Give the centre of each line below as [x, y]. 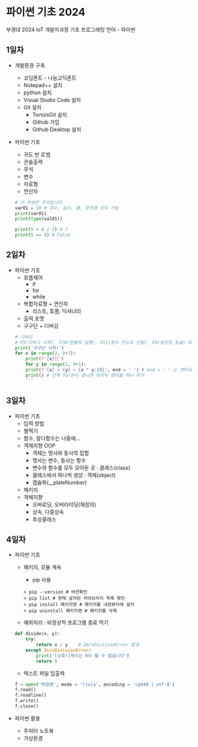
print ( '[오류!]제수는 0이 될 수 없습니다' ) [83, 656]
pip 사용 [42, 580]
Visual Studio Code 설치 [52, 100]
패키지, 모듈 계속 [42, 567]
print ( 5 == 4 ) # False [42, 235]
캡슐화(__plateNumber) [60, 482]
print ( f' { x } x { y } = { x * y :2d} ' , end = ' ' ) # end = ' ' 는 [102, 370]
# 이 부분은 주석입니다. [39, 202]
